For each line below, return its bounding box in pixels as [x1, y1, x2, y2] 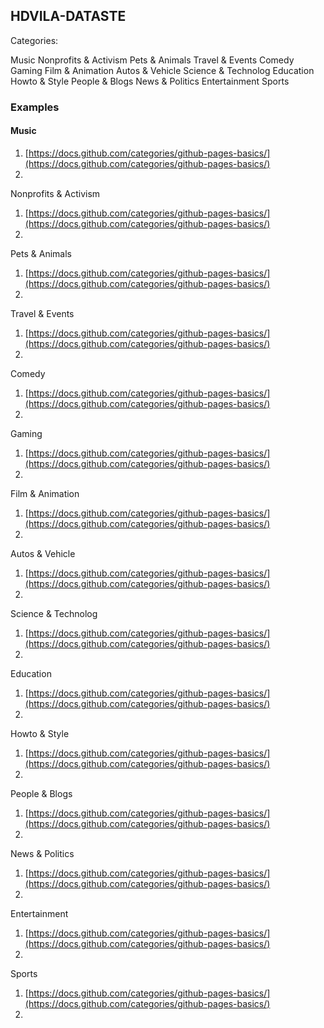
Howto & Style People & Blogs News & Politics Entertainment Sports [10, 75, 290, 87]
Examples [10, 100, 60, 114]
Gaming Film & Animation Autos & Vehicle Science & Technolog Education [10, 64, 315, 76]
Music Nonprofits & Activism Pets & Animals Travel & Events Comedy [10, 54, 295, 66]
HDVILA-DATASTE [10, 8, 127, 25]
